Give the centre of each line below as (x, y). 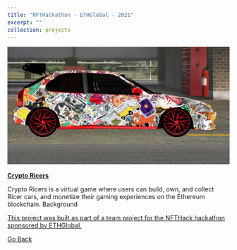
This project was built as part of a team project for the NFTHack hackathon (116, 218)
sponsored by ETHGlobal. (45, 225)
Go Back (20, 239)
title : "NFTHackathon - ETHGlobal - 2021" (71, 15)
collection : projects (39, 30)
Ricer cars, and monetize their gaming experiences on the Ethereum (106, 196)
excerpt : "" (25, 22)
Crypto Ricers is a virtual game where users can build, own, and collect (111, 189)
